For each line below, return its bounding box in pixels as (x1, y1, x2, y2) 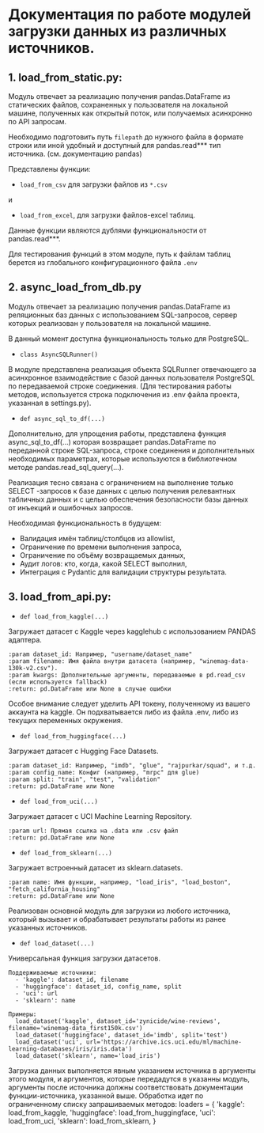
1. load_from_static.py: (8, 70, 123, 84)
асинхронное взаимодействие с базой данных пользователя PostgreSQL (8, 373, 255, 382)
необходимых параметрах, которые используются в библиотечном (8, 453, 237, 464)
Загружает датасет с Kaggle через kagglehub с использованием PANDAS (8, 627, 256, 636)
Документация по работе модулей (8, 6, 251, 24)
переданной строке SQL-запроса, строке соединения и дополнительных (8, 445, 255, 455)
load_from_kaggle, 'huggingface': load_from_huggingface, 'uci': (8, 1108, 216, 1117)
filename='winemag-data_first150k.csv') (8, 1024, 144, 1032)
